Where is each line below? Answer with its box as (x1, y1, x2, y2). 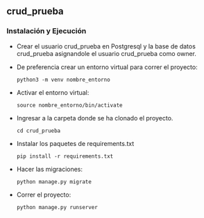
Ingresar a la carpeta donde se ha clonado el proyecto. (16, 113, 173, 122)
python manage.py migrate (16, 178, 92, 185)
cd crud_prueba (16, 127, 61, 134)
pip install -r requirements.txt (16, 152, 114, 160)
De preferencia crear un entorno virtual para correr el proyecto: (16, 62, 198, 71)
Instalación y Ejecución (6, 26, 87, 36)
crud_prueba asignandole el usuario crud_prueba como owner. (16, 49, 197, 57)
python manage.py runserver (16, 203, 98, 210)
